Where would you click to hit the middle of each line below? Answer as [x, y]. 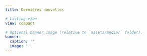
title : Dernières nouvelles [35, 10]
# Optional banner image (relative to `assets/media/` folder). [74, 32]
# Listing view [21, 19]
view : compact [20, 23]
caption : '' [22, 42]
